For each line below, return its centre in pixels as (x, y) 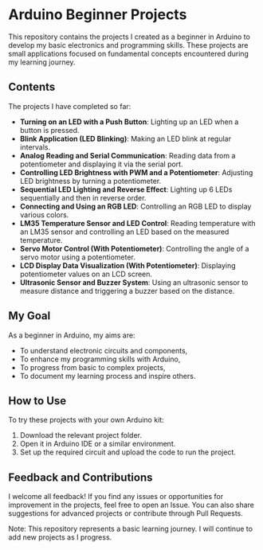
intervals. (35, 147)
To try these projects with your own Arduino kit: (86, 420)
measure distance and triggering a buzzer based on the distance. (127, 291)
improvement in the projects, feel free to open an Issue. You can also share (131, 505)
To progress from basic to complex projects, (92, 367)
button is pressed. (49, 130)
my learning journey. (42, 62)
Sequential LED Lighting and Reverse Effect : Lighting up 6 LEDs (126, 189)
